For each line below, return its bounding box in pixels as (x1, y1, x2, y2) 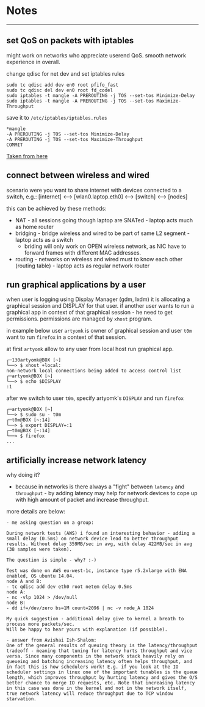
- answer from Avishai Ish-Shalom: (6, 637, 97, 644)
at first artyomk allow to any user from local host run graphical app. (6, 346, 174, 353)
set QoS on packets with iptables (6, 35, 134, 46)
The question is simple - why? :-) (6, 557, 97, 564)
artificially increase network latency (6, 455, 147, 465)
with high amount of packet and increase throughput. (15, 496, 149, 504)
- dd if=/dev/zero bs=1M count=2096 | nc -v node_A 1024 (6, 605, 154, 611)
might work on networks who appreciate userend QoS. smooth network (6, 51, 186, 59)
